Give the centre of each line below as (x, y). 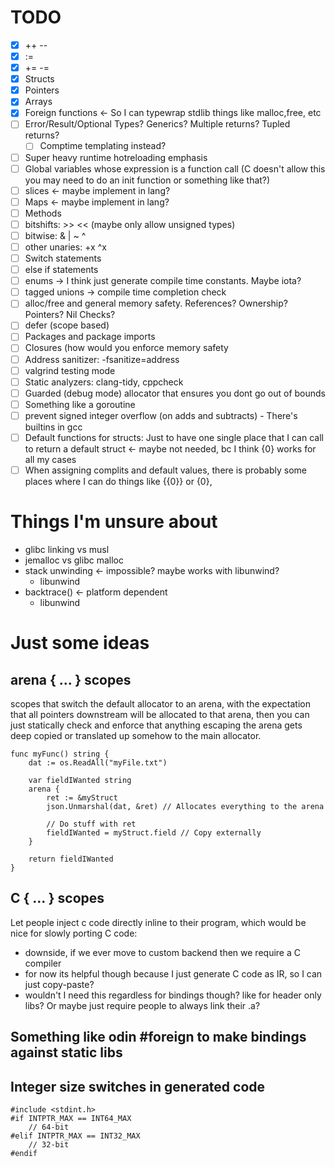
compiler (43, 963)
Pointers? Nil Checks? (70, 315)
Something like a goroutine (80, 404)
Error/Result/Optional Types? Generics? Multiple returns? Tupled (157, 124)
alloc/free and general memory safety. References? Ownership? (156, 303)
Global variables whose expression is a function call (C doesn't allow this (175, 168)
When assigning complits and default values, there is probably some (166, 470)
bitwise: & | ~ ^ (55, 235)
